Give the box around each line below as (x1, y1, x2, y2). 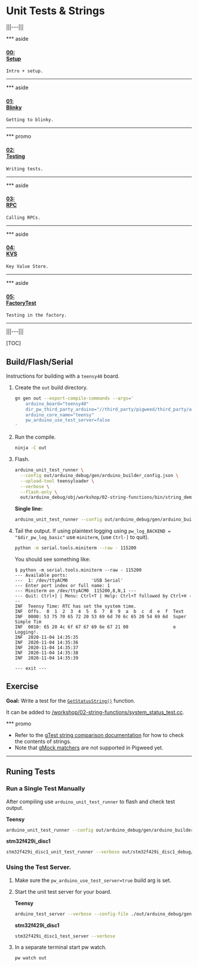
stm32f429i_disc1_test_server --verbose (14, 933, 115, 939)
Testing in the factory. (6, 312, 67, 319)
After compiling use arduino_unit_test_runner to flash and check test (6, 798, 175, 805)
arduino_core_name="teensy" (25, 412, 94, 418)
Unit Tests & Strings (6, 4, 105, 18)
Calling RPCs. (6, 215, 41, 220)
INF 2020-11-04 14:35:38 (14, 650, 78, 656)
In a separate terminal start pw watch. (14, 944, 107, 951)
